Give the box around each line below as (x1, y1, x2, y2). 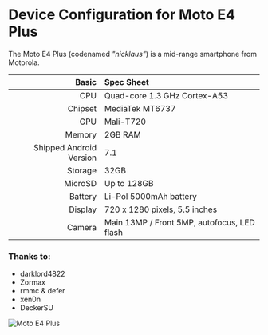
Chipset (67, 102, 97, 114)
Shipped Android (33, 142, 97, 153)
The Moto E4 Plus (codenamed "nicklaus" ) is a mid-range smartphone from (8, 49, 258, 58)
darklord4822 (19, 269, 65, 279)
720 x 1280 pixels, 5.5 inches (104, 204, 218, 215)
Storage (66, 165, 97, 176)
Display (69, 204, 97, 215)
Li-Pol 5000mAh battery (104, 190, 198, 201)
